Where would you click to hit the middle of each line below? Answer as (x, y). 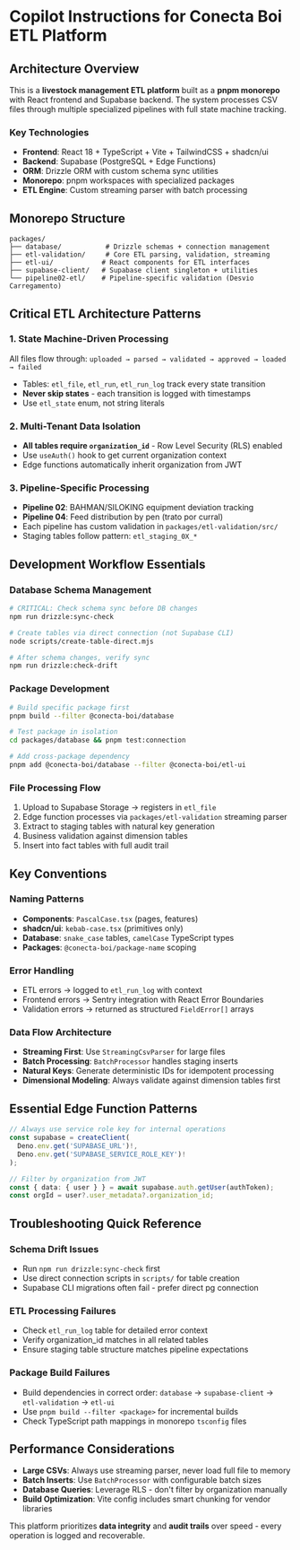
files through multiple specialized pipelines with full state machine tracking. (148, 109)
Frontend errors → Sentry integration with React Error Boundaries (143, 1000)
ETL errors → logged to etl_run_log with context (112, 990)
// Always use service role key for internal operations (118, 1129)
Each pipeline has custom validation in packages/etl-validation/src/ (150, 527)
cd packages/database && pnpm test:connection (98, 740)
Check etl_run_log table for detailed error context (115, 1330)
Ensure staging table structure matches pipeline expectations (135, 1350)
